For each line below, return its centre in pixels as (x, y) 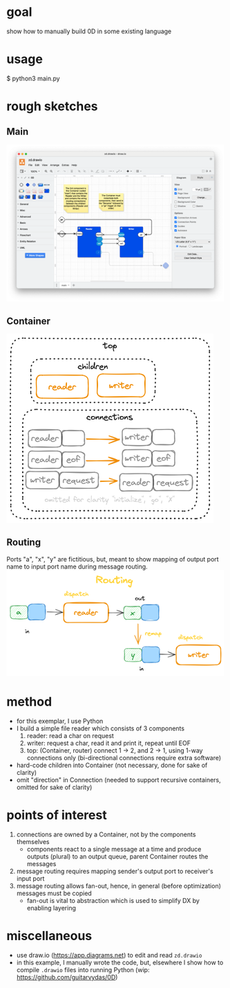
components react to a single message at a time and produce (114, 850)
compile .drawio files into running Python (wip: (83, 970)
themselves (33, 842)
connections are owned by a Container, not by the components (106, 834)
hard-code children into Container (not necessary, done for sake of (112, 765)
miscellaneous (49, 936)
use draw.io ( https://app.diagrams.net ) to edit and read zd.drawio (109, 955)
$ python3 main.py (33, 78)
